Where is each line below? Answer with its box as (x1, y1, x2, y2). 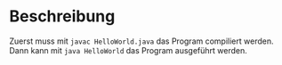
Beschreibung (9, 6, 116, 27)
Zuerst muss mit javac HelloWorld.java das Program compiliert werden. (9, 36, 274, 46)
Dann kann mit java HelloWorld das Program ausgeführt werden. (9, 45, 247, 55)
